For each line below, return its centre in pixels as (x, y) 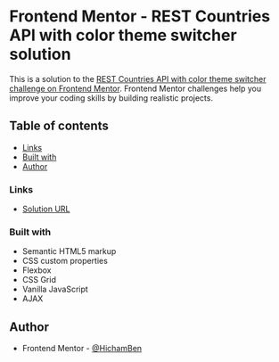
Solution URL (46, 209)
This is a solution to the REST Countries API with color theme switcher (138, 78)
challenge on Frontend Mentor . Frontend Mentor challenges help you (135, 88)
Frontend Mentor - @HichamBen (82, 349)
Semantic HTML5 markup (69, 251)
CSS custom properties (65, 261)
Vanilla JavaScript (55, 289)
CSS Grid (39, 280)
